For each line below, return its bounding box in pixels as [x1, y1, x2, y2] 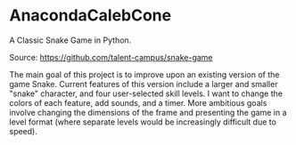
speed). [9, 125, 37, 136]
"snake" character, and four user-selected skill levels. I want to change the [9, 88, 284, 99]
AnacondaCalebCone [9, 5, 172, 26]
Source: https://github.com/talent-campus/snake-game [9, 52, 213, 62]
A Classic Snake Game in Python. [9, 35, 132, 45]
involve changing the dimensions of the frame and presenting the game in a [9, 107, 287, 117]
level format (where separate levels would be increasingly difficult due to [9, 117, 276, 127]
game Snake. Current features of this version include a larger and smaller [9, 78, 278, 89]
